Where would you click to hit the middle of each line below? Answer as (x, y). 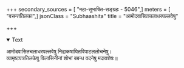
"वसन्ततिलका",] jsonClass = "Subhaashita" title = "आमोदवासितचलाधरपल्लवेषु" (92, 16)
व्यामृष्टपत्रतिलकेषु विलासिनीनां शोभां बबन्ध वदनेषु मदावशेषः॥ (62, 58)
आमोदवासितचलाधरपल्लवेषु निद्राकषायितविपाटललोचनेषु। (59, 51)
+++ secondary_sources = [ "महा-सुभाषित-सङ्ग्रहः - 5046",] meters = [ (88, 9)
